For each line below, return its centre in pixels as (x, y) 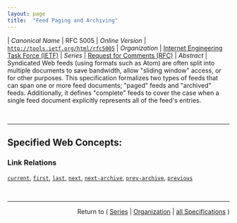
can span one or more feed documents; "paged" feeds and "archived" (109, 85)
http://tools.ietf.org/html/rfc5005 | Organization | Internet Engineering (115, 48)
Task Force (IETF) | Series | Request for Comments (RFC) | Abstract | (108, 55)
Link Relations (32, 163)
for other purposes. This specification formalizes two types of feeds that (113, 77)
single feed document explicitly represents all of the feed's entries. (104, 100)
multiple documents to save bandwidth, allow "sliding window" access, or (115, 70)
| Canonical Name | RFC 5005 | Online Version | (77, 40)
